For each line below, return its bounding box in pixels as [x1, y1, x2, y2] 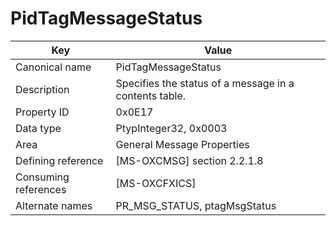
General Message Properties [115, 137, 250, 151]
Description [15, 82, 70, 96]
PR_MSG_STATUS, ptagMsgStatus [115, 198, 277, 212]
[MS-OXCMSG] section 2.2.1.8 [115, 153, 264, 167]
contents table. [115, 88, 187, 102]
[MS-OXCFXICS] [115, 176, 197, 190]
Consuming [15, 170, 70, 184]
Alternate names [15, 198, 93, 212]
